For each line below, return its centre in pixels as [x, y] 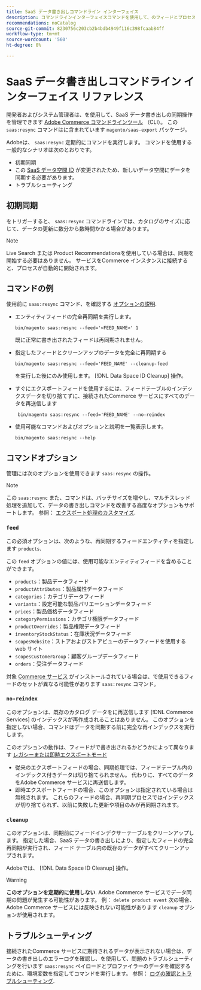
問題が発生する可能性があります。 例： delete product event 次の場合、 [106, 900]
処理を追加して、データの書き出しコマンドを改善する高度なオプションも [95, 505]
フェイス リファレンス [90, 97]
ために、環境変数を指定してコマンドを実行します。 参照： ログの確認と [94, 973]
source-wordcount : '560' [37, 40]
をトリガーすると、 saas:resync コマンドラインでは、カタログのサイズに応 [98, 221]
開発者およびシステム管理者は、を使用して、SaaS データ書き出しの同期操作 [100, 114]
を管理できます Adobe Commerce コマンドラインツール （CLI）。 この [92, 122]
